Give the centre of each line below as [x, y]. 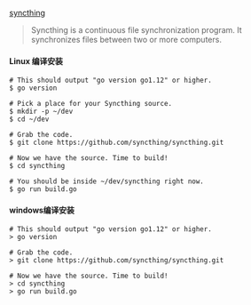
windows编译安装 [42, 210]
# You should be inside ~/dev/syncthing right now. [106, 181]
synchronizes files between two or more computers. [126, 40]
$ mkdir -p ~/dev [41, 112]
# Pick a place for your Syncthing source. [91, 104]
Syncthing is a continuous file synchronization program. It [136, 30]
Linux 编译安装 [36, 60]
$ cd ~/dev [29, 119]
